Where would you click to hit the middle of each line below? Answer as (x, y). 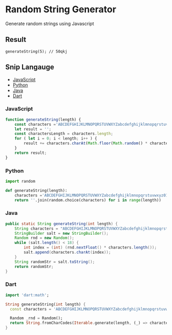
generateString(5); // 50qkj (36, 51)
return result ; (31, 153)
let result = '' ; (33, 129)
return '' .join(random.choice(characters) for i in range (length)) (88, 200)
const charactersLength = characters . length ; (64, 134)
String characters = (36, 229)
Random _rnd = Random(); (36, 318)
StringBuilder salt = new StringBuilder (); (62, 233)
